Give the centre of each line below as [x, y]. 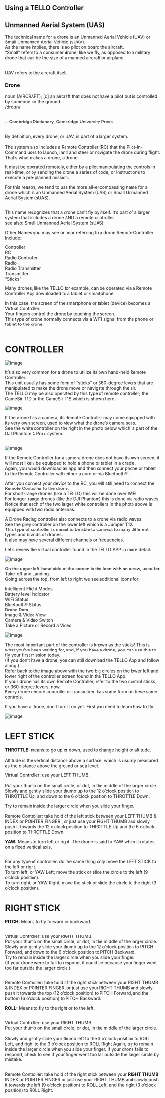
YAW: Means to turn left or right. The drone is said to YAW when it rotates [80, 842]
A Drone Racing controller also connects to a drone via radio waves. [74, 519]
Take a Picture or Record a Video [38, 626]
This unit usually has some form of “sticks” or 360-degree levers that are [79, 383]
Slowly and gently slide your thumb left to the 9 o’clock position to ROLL [78, 1039]
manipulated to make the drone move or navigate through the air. [71, 388]
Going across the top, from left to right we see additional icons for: [72, 579]
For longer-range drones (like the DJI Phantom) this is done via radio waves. [82, 499]
